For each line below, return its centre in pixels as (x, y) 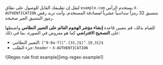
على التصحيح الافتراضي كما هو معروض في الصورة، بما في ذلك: (63, 33)
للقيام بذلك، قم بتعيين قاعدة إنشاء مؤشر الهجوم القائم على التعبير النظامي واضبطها (80, 28)
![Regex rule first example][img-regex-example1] (54, 57)
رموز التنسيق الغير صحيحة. (30, 18)
